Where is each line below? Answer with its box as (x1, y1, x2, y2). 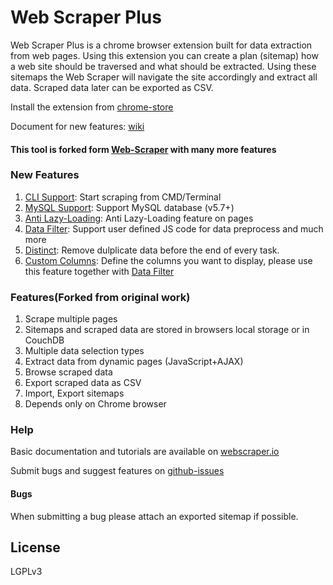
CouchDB (24, 334, 65, 346)
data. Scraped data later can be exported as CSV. (10, 81, 214, 93)
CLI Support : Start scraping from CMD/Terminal (24, 191, 222, 203)
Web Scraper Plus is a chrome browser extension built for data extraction (10, 39, 313, 51)
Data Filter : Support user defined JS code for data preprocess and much (24, 222, 324, 235)
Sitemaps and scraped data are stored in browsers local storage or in (24, 324, 310, 336)
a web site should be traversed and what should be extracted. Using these (10, 60, 317, 72)
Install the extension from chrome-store (10, 101, 174, 113)
